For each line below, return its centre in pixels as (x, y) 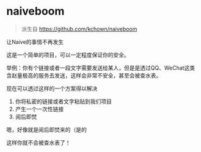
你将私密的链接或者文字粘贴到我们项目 (63, 101)
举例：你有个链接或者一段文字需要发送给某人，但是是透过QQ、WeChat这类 (101, 68)
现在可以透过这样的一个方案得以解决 (52, 88)
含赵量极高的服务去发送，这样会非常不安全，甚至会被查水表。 (84, 75)
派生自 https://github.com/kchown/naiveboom (79, 29)
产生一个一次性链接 (39, 109)
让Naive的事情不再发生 (35, 42)
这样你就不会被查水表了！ (38, 142)
